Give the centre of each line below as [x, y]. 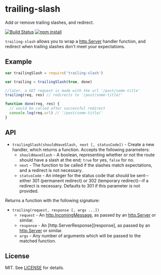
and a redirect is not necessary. [51, 170]
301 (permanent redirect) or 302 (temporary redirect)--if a [90, 181]
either [25, 181]
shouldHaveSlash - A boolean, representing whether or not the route [87, 155]
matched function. [38, 241]
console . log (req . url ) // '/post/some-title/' [56, 113]
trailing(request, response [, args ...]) [56, 210]
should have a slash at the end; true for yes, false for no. [77, 160]
